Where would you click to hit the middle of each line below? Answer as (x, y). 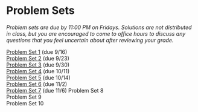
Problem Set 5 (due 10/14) (38, 77)
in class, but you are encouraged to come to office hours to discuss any (96, 33)
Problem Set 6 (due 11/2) (37, 84)
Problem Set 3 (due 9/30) (38, 65)
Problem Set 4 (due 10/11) (38, 71)
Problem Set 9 (24, 97)
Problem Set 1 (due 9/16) (37, 51)
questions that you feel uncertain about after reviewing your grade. (90, 40)
